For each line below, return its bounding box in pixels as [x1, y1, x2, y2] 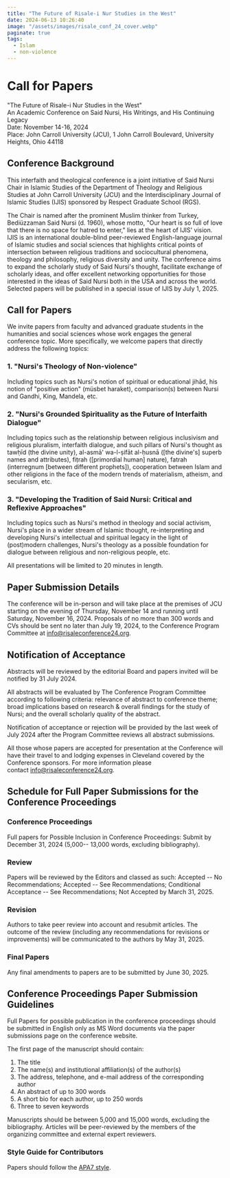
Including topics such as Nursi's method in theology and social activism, [7, 519, 211, 527]
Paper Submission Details [7, 581, 119, 593]
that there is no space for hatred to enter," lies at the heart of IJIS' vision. [7, 225, 213, 234]
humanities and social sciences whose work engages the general [7, 330, 192, 338]
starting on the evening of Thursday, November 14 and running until [7, 607, 199, 615]
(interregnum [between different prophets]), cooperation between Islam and [7, 463, 222, 471]
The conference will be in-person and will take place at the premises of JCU [7, 600, 222, 608]
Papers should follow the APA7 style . [7, 1163, 111, 1171]
